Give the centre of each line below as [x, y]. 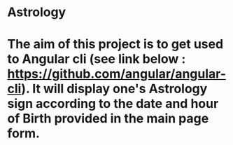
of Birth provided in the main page [108, 119]
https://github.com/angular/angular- [116, 74]
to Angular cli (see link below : [97, 59]
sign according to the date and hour [113, 104]
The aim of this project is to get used [115, 44]
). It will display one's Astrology [114, 89]
